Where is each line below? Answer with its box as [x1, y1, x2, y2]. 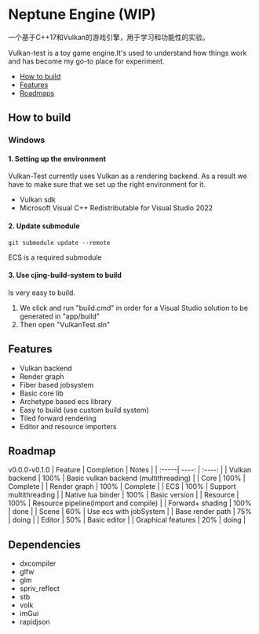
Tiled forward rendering [19, 414, 97, 423]
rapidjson [19, 618, 50, 627]
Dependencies [8, 537, 81, 551]
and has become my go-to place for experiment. [8, 56, 165, 66]
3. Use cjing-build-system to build [8, 271, 122, 280]
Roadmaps [19, 88, 55, 97]
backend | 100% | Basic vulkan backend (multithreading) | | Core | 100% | [8, 473, 246, 483]
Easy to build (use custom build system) [19, 405, 149, 414]
